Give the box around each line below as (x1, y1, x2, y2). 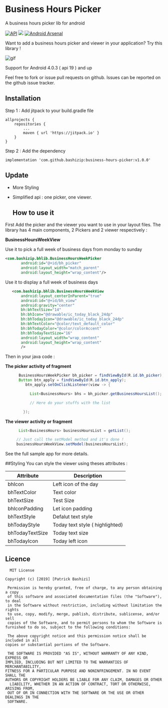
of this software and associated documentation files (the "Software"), (7, 594, 162, 599)
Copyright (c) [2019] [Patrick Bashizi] (5, 576, 91, 581)
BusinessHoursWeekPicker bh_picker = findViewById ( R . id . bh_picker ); (18, 373, 164, 378)
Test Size (52, 497, 74, 504)
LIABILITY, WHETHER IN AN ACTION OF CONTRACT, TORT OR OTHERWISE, (9, 681, 151, 686)
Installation (5, 94, 41, 103)
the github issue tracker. (5, 79, 55, 85)
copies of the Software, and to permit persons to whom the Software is (7, 620, 162, 625)
